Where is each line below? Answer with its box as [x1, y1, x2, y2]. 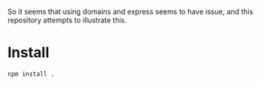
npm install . [7, 70, 55, 78]
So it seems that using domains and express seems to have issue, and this [7, 7, 254, 16]
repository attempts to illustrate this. [7, 15, 128, 25]
